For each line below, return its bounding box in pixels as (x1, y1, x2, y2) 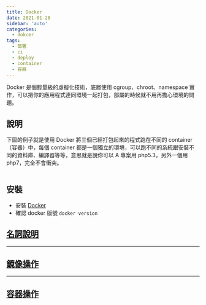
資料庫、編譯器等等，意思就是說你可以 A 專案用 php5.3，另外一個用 (17, 152, 188, 159)
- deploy (12, 55, 34, 61)
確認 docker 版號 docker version (15, 209, 98, 217)
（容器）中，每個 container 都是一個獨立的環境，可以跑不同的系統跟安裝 (6, 144, 189, 151)
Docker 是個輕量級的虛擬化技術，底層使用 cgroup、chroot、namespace (6, 83, 188, 91)
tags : (6, 37, 20, 44)
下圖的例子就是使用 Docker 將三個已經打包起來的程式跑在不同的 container (6, 136, 193, 144)
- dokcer (12, 32, 34, 38)
